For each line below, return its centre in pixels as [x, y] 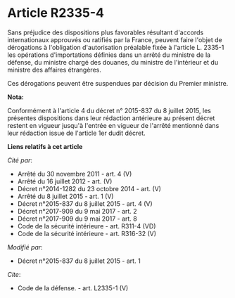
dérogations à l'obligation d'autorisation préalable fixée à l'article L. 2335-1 [116, 47]
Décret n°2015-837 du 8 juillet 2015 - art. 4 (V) [85, 203]
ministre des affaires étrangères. [55, 70]
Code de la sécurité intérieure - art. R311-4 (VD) [87, 226]
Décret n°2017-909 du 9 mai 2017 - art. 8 [77, 219]
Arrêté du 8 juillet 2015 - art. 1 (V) [65, 196]
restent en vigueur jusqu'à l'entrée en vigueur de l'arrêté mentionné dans [113, 125]
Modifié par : [25, 247]
